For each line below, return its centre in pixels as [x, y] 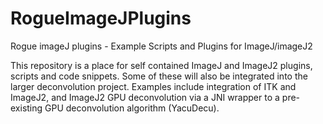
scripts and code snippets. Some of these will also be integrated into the [159, 76]
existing [26, 108]
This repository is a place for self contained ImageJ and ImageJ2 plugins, [161, 65]
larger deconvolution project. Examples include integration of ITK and [153, 86]
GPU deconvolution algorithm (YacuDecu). [132, 108]
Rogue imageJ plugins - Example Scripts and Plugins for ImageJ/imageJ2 [161, 46]
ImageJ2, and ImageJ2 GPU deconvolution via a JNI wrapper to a [145, 97]
